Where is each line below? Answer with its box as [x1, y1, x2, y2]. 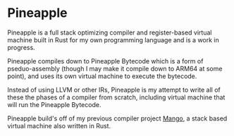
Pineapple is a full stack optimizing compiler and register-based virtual [7, 28, 212, 37]
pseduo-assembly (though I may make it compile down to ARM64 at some [7, 64, 223, 73]
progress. [7, 43, 35, 51]
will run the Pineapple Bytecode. [7, 100, 101, 109]
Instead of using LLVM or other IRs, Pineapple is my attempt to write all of [7, 85, 221, 94]
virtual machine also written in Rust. [7, 121, 111, 130]
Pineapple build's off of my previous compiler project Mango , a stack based [7, 114, 228, 123]
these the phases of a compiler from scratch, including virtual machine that [7, 93, 226, 101]
